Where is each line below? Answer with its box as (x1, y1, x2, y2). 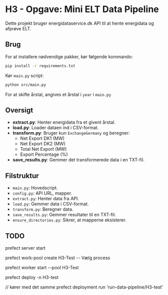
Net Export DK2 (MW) (20, 141, 66, 147)
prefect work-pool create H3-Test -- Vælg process (5, 255, 110, 261)
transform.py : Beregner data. (12, 206, 74, 212)
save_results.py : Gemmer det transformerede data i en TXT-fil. (12, 157, 145, 163)
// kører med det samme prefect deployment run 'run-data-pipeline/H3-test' (5, 284, 163, 290)
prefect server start (5, 245, 46, 251)
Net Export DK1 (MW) (20, 135, 65, 142)
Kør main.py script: (5, 72, 44, 79)
